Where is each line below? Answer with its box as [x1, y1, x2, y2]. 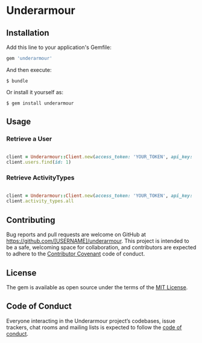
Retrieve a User [6, 135, 52, 143]
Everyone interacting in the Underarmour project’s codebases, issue [6, 317, 176, 324]
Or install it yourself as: [6, 88, 63, 95]
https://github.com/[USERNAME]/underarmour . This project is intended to [6, 237, 189, 245]
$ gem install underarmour [6, 100, 74, 106]
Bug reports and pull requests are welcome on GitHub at [6, 231, 147, 239]
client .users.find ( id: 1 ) [6, 159, 71, 165]
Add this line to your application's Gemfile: [6, 43, 112, 51]
